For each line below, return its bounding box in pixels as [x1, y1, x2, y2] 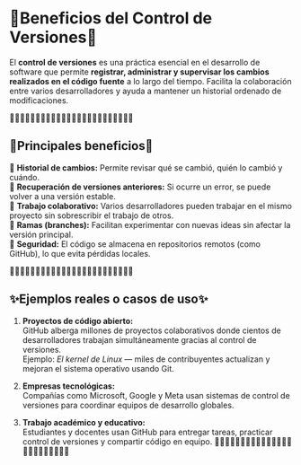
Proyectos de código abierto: [22, 315, 134, 326]
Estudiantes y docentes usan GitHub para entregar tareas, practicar [22, 426, 273, 437]
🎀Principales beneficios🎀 [9, 138, 154, 154]
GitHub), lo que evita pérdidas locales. [9, 248, 151, 259]
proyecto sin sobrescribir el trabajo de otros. [9, 210, 174, 221]
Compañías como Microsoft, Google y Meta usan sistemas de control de [22, 390, 290, 400]
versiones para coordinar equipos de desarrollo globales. [22, 399, 235, 410]
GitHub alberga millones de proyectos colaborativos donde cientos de [22, 325, 281, 336]
